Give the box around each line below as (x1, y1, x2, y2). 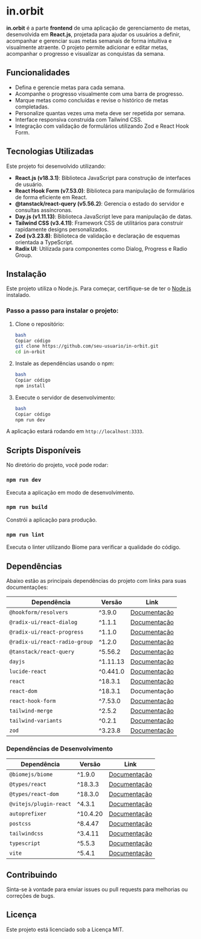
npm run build (6, 504, 48, 511)
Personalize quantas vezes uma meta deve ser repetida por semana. (14, 109, 186, 116)
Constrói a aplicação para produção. (6, 516, 97, 523)
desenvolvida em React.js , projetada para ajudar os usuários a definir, (6, 30, 181, 38)
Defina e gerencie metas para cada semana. (14, 84, 126, 91)
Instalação (6, 268, 47, 279)
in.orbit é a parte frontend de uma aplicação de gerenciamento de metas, (6, 24, 191, 32)
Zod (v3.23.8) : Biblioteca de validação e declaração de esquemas (14, 232, 180, 239)
